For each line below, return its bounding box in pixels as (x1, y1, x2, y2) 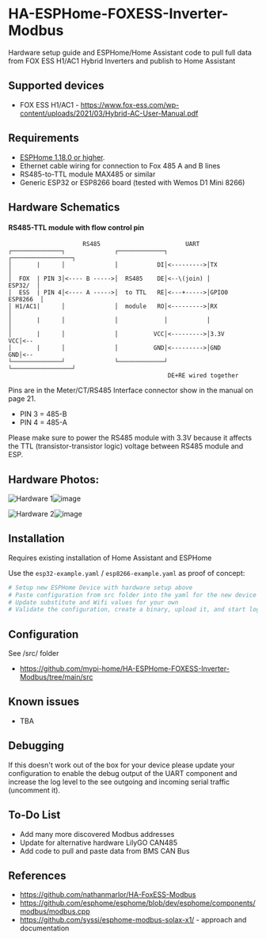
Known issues (8, 695, 80, 709)
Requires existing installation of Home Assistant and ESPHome (8, 553, 212, 562)
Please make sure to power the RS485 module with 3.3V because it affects (8, 433, 252, 443)
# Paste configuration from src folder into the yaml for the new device (8, 591, 257, 599)
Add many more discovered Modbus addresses (19, 829, 175, 839)
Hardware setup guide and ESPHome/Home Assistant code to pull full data (8, 47, 252, 57)
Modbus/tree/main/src (19, 672, 93, 682)
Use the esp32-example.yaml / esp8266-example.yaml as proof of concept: (8, 568, 245, 577)
